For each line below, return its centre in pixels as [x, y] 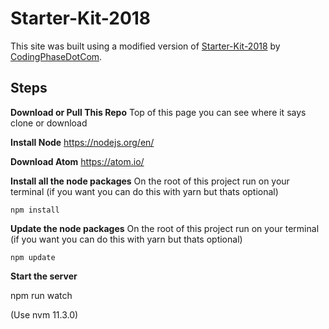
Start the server [44, 276]
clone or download [49, 123]
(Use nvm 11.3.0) [44, 314]
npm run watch [41, 295]
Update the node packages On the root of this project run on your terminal [165, 228]
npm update [33, 257]
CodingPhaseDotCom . [56, 56]
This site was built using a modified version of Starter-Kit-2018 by [145, 46]
